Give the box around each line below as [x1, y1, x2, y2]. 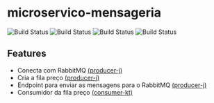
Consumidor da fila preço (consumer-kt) [17, 88, 133, 96]
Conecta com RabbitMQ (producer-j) [17, 66, 123, 74]
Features [7, 48, 47, 59]
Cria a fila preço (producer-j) [17, 73, 100, 82]
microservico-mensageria [7, 5, 162, 21]
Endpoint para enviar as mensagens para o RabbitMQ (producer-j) [17, 81, 207, 89]
